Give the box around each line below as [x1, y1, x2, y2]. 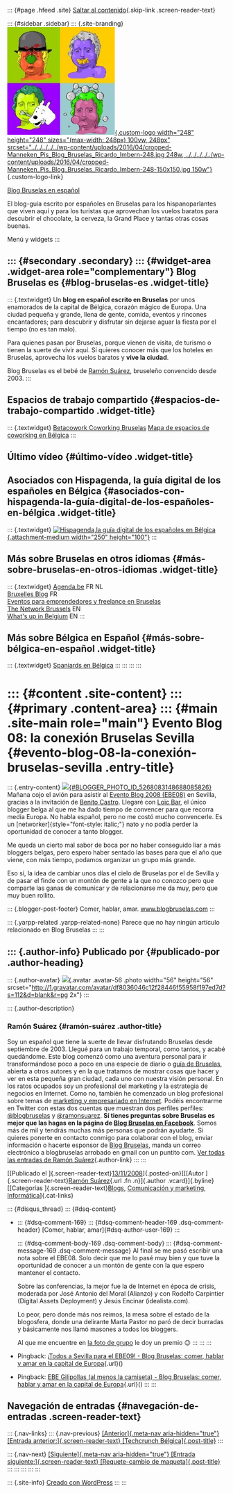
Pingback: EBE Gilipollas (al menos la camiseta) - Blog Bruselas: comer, [17, 1372, 222, 1381]
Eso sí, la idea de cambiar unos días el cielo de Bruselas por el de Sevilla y [7, 869, 220, 877]
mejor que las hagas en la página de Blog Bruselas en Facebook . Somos [7, 1119, 217, 1127]
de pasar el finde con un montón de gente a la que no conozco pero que [7, 877, 214, 885]
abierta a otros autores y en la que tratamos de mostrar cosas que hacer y [7, 1066, 220, 1075]
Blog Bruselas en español [7, 186, 80, 194]
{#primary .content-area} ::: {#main [7, 700, 218, 716]
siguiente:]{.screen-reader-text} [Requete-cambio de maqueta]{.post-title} [7, 1458, 221, 1466]
